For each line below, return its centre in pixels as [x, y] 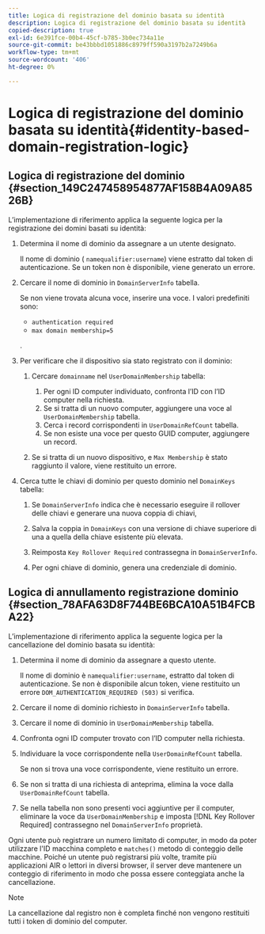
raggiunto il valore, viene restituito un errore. [104, 465]
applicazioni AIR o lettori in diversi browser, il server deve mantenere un [125, 865]
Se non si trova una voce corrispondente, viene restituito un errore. [129, 769]
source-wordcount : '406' [49, 60]
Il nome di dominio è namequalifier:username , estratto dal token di [127, 675]
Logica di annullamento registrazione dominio [123, 592]
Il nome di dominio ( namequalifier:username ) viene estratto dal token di [136, 259]
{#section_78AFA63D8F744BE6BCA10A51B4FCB [132, 605]
